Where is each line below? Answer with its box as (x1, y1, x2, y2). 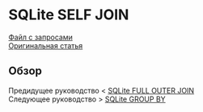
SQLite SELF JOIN (8, 6, 129, 24)
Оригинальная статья (8, 40, 83, 50)
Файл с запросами (8, 32, 73, 42)
